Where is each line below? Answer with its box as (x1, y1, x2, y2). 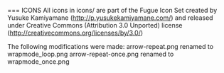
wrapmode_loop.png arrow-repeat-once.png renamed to (7, 50, 174, 58)
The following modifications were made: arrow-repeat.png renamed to (7, 43, 214, 50)
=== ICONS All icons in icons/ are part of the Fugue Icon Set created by (7, 6, 218, 14)
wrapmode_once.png (7, 57, 70, 66)
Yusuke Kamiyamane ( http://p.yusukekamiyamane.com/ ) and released (7, 13, 213, 22)
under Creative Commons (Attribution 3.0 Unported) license (7, 21, 183, 29)
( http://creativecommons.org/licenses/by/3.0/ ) (7, 28, 144, 37)
